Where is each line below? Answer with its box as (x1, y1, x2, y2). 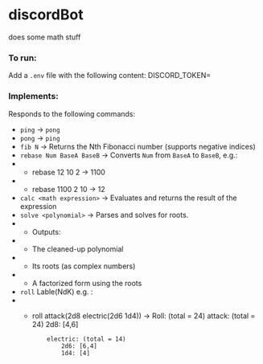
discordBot (8, 6, 84, 24)
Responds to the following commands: (8, 108, 136, 118)
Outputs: (31, 227, 61, 236)
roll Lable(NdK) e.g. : (19, 287, 93, 297)
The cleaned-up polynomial (31, 243, 124, 254)
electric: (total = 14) (47, 335, 126, 343)
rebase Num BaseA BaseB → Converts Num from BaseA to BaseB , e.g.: (19, 150, 238, 160)
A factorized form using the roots (31, 278, 142, 288)
